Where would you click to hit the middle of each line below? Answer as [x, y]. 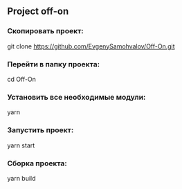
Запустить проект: [40, 130]
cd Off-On [22, 79]
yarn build [21, 178]
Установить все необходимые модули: [76, 97]
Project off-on [38, 11]
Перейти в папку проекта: [54, 64]
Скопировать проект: [46, 31]
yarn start [21, 145]
